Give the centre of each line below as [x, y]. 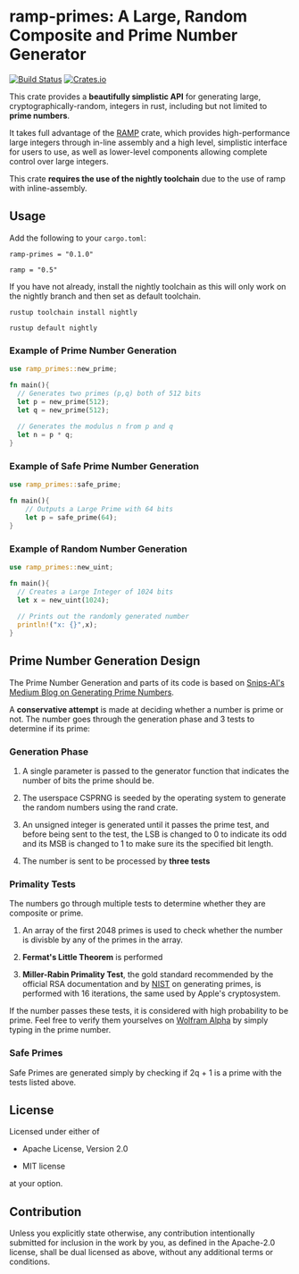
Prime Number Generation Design [105, 661]
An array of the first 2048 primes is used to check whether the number [152, 931]
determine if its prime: [50, 728]
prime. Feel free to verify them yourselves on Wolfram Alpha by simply [139, 1020]
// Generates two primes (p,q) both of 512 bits [109, 393]
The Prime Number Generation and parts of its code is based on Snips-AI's [147, 682]
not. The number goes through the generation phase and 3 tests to [132, 719]
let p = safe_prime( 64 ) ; [71, 517]
